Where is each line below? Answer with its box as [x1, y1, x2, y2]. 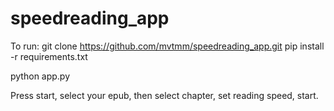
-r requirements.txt [10, 50, 88, 62]
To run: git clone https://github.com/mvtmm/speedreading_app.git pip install [10, 40, 325, 52]
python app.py [10, 70, 71, 82]
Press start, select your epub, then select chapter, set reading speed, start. [10, 89, 319, 101]
